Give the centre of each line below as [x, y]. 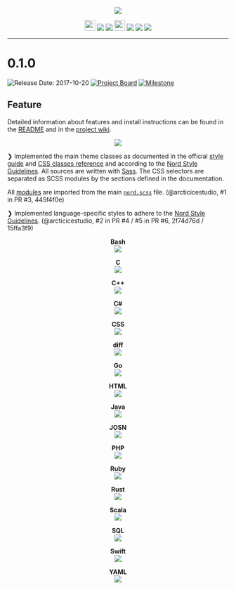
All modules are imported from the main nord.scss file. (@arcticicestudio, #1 [117, 192]
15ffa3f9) [20, 228]
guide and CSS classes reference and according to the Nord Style [103, 163]
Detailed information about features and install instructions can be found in [116, 122]
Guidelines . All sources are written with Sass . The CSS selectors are [106, 171]
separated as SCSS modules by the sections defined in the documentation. [116, 178]
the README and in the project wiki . [59, 129]
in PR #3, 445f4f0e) [36, 199]
